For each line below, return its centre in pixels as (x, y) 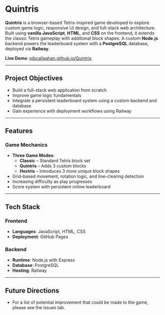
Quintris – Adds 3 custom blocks (53, 166)
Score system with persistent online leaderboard (61, 187)
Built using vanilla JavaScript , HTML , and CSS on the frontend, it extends (80, 33)
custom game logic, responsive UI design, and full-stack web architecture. (80, 27)
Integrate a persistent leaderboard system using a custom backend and (84, 100)
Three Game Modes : (33, 156)
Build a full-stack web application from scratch (59, 90)
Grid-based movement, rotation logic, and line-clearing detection (78, 176)
